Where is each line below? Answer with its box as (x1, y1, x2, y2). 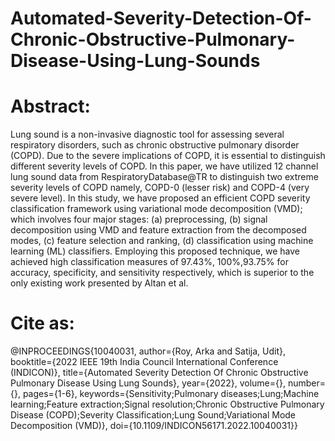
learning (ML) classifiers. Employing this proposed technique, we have (10, 245, 300, 257)
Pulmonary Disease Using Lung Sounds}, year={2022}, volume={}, (10, 377, 286, 389)
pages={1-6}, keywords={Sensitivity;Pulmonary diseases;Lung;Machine (22, 388, 320, 400)
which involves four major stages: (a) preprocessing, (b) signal (10, 213, 268, 226)
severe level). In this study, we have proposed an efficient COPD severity (10, 192, 311, 204)
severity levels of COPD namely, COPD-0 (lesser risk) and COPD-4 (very (10, 182, 310, 194)
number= (287, 377, 327, 389)
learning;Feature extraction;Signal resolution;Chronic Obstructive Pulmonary (10, 398, 325, 411)
